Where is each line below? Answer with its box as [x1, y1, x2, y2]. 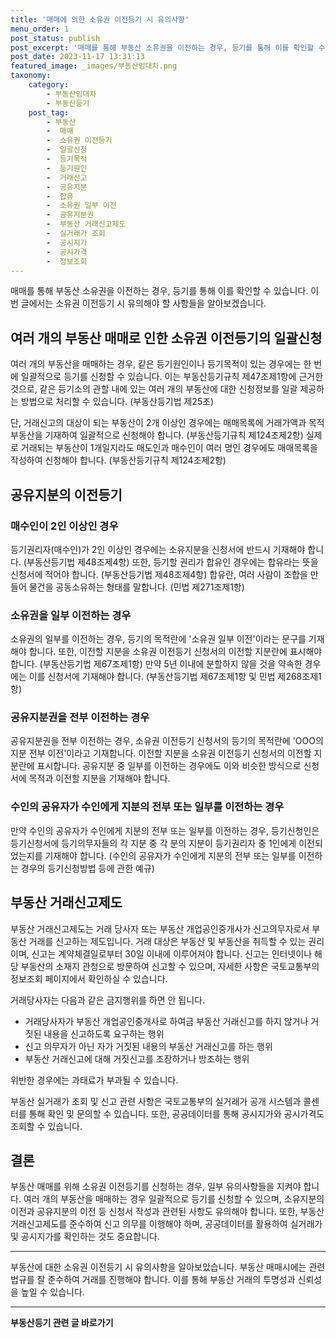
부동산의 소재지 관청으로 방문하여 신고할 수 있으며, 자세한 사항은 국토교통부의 [20, 960, 320, 972]
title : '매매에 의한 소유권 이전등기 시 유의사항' [10, 14, 190, 25]
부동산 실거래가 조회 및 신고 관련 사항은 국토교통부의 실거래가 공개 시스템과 [10, 1095, 302, 1107]
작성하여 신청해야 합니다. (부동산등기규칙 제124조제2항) [10, 454, 227, 466]
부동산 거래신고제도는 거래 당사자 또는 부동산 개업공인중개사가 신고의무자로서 [10, 922, 310, 935]
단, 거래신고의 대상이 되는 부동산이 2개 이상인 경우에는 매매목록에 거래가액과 [10, 417, 307, 429]
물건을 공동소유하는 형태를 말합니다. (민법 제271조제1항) [28, 581, 245, 593]
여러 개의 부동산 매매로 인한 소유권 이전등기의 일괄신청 [10, 329, 323, 346]
